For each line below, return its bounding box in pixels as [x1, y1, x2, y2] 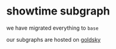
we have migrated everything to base [6, 24, 99, 31]
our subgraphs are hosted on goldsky [6, 36, 101, 43]
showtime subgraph [6, 4, 111, 18]
